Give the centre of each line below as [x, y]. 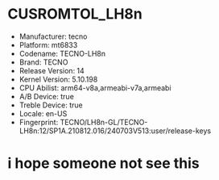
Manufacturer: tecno [53, 36]
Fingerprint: [39, 122]
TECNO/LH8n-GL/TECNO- [104, 122]
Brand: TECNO [43, 62]
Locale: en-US [43, 113]
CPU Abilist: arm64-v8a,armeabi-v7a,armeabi [95, 88]
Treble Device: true [51, 105]
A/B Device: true [46, 96]
